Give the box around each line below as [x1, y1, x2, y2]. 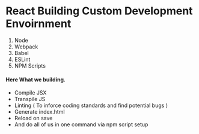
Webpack [14, 43, 38, 50]
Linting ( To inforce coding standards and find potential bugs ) [14, 102, 168, 109]
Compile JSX [14, 89, 47, 96]
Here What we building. [5, 76, 66, 83]
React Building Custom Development [5, 4, 193, 18]
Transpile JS [14, 96, 46, 103]
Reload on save [14, 115, 53, 122]
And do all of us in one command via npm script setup [14, 121, 148, 128]
